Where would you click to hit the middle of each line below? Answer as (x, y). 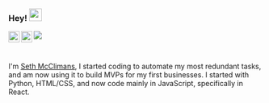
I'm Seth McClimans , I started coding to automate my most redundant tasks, (135, 66)
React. (19, 92)
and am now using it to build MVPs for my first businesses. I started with (129, 75)
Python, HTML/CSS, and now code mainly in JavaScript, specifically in (126, 84)
